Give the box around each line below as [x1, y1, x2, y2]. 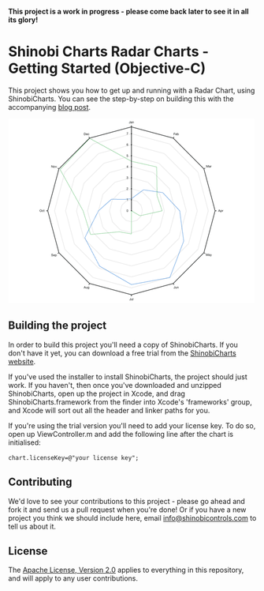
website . [8, 356, 36, 366]
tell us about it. [8, 521, 57, 531]
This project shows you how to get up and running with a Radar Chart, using [8, 85, 255, 95]
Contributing [8, 476, 73, 489]
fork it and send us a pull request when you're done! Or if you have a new [8, 505, 247, 514]
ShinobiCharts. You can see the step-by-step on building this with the [8, 94, 234, 104]
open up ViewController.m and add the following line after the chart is [8, 429, 234, 439]
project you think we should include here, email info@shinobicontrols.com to [8, 513, 257, 522]
